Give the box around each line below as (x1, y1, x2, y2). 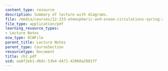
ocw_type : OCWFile (5, 35, 43, 40)
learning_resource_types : (5, 26, 59, 31)
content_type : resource (5, 7, 55, 12)
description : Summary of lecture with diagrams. (5, 12, 108, 17)
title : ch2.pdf (5, 53, 37, 59)
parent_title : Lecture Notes (5, 40, 66, 45)
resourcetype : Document (5, 49, 55, 54)
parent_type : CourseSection (5, 44, 64, 49)
